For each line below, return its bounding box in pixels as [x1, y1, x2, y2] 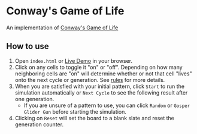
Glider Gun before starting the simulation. [23, 108, 127, 115]
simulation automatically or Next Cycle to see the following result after [14, 89, 188, 96]
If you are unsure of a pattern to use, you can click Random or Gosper [23, 102, 190, 109]
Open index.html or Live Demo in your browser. [14, 57, 133, 64]
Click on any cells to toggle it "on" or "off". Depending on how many [14, 63, 183, 71]
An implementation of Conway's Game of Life [6, 24, 119, 31]
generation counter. [14, 121, 64, 128]
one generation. [14, 95, 54, 102]
